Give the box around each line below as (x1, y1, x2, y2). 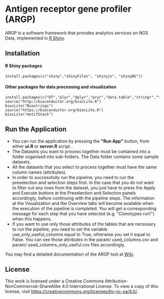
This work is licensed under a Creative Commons (5, 278, 104, 284)
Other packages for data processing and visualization (5, 84, 116, 90)
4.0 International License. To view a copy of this (61, 283, 159, 289)
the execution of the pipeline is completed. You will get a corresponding (12, 205, 157, 211)
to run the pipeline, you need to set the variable (12, 226, 107, 232)
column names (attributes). (12, 169, 67, 175)
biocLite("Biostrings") (5, 103, 54, 108)
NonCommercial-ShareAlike (5, 283, 61, 289)
